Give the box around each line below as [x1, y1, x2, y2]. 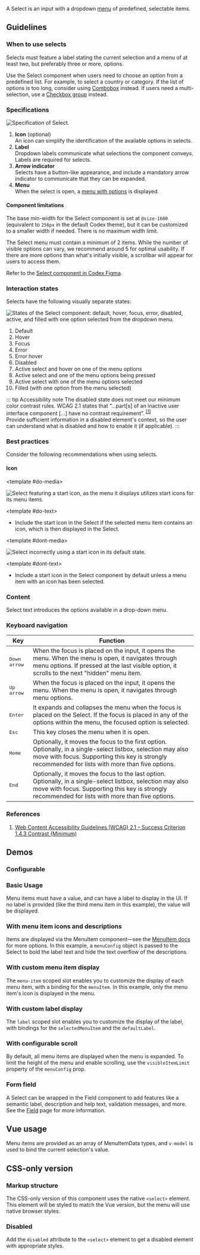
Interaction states [6, 285, 58, 293]
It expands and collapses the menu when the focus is [32, 704, 182, 712]
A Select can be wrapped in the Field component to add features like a [6, 1094, 179, 1101]
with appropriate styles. [6, 1242, 64, 1250]
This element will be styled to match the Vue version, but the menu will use [6, 1201, 190, 1208]
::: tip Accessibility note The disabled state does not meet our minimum [6, 396, 180, 403]
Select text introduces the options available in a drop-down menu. [6, 606, 168, 613]
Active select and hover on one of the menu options [14, 365, 142, 372]
